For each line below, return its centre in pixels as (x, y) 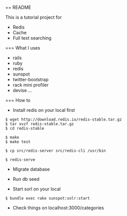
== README (18, 7)
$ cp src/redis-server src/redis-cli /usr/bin (56, 151)
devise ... (22, 90)
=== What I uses (23, 48)
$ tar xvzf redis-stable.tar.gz (40, 124)
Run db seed (26, 179)
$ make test (18, 142)
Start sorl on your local (37, 189)
